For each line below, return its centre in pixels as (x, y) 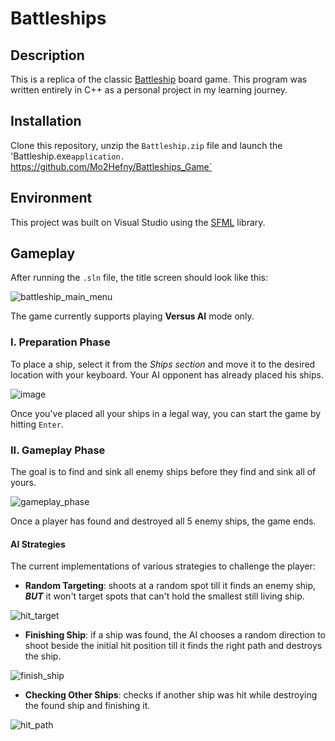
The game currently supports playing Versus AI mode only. (132, 316)
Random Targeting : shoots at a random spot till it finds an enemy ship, (170, 586)
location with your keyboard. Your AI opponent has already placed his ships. (167, 374)
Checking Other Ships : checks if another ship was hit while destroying (171, 695)
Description (47, 55)
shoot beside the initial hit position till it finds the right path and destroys (173, 646)
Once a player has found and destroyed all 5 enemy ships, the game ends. (163, 521)
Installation (46, 121)
